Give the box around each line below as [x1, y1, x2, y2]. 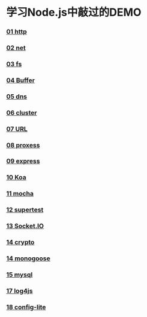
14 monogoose [6, 254, 51, 263]
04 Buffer [6, 76, 35, 85]
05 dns [6, 92, 27, 100]
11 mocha [6, 190, 34, 198]
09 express [6, 157, 40, 165]
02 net [6, 43, 26, 52]
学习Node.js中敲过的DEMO [6, 5, 142, 19]
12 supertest [6, 206, 44, 214]
